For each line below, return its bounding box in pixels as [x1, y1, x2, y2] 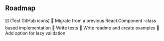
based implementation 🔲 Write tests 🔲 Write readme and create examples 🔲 [5, 24, 160, 30]
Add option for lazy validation [5, 30, 66, 36]
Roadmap [5, 4, 36, 12]
